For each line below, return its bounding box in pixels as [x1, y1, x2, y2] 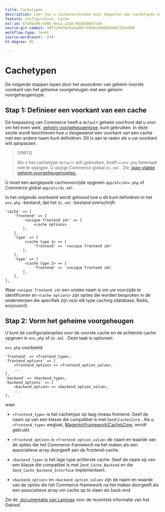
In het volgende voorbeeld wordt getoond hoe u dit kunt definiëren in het [5, 194, 152, 200]
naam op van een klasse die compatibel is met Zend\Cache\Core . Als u [12, 417, 154, 423]
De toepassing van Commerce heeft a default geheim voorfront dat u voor [5, 119, 156, 125]
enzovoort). [5, 302, 28, 309]
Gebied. [5, 502, 21, 508]
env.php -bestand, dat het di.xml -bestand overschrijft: [5, 199, 116, 205]
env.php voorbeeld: [5, 345, 44, 351]
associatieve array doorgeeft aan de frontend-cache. [12, 447, 120, 453]
